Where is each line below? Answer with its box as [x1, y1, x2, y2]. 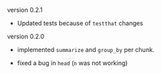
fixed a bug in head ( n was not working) [17, 59, 128, 67]
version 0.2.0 [7, 32, 45, 40]
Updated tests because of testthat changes [17, 19, 143, 27]
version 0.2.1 [7, 6, 43, 14]
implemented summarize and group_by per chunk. [17, 46, 155, 53]
